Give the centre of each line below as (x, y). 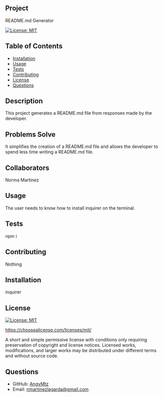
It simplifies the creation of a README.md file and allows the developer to (82, 146)
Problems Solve (31, 134)
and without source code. (32, 356)
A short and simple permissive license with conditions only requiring (76, 340)
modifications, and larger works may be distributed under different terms (81, 351)
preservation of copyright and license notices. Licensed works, (71, 345)
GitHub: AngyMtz (31, 384)
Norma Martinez (22, 180)
